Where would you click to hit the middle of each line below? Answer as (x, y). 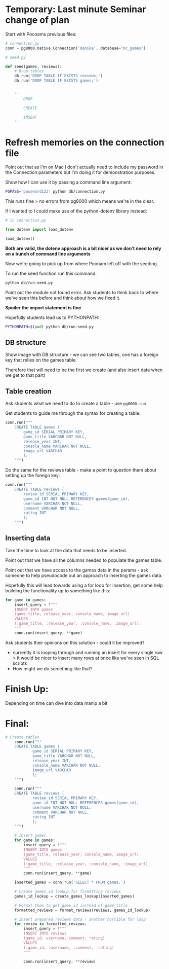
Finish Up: (27, 689)
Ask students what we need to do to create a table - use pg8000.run (76, 404)
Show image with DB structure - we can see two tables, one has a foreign (82, 355)
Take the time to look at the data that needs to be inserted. (66, 550)
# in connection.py (26, 221)
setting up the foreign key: (33, 476)
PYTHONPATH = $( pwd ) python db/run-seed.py (50, 327)
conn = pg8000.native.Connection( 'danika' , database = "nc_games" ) (75, 48)
